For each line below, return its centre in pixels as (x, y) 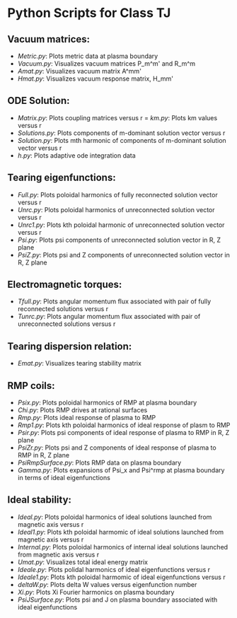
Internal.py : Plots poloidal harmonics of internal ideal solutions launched (123, 547)
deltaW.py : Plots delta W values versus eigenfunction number (107, 584)
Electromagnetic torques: (65, 285)
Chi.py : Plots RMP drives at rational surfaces (82, 410)
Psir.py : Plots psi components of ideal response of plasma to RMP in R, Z (123, 433)
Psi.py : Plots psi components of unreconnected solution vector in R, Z (119, 240)
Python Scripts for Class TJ (89, 13)
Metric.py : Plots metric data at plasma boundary (88, 56)
